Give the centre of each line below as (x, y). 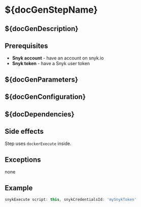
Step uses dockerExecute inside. (38, 143)
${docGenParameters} (42, 80)
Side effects (24, 131)
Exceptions (23, 159)
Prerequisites (26, 46)
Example (19, 188)
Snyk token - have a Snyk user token (51, 64)
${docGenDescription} (42, 29)
